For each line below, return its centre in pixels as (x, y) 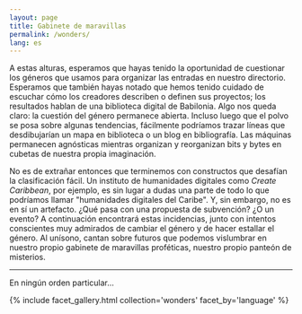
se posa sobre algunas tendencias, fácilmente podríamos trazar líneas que (147, 126)
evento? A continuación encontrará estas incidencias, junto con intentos (143, 219)
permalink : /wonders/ (50, 34)
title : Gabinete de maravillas (68, 26)
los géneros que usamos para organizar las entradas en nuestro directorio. (147, 78)
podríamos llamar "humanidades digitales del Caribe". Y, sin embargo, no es (150, 200)
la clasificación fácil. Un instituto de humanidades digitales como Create (143, 181)
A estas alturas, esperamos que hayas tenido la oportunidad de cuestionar (147, 68)
